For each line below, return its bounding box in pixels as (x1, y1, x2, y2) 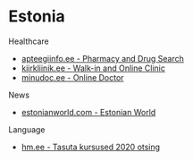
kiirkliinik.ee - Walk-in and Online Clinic (21, 63, 166, 73)
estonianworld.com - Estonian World (21, 106, 156, 117)
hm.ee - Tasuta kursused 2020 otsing (21, 141, 161, 152)
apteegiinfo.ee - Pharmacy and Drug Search (21, 53, 184, 64)
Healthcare (8, 36, 50, 47)
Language (8, 123, 46, 135)
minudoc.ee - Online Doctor (21, 72, 124, 82)
